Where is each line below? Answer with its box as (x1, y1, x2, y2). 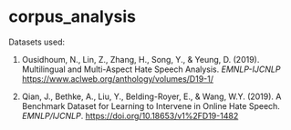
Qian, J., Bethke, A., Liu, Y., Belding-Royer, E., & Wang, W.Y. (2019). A (21, 91, 282, 102)
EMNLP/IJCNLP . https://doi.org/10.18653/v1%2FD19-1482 (21, 110, 239, 121)
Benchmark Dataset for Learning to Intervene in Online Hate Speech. (21, 100, 280, 111)
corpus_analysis (8, 6, 136, 27)
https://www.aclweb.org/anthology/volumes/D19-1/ (21, 73, 214, 84)
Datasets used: (8, 36, 66, 47)
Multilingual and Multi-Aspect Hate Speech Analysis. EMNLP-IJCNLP (21, 64, 281, 75)
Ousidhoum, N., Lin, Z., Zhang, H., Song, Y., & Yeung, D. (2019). (21, 54, 260, 65)
